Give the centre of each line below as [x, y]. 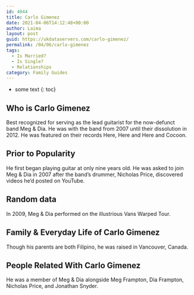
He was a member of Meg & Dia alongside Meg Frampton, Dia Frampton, [95, 280]
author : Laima [24, 28]
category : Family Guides [37, 73]
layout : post [22, 34]
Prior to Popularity [41, 154]
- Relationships [32, 67]
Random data [31, 200]
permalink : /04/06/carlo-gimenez [48, 45]
